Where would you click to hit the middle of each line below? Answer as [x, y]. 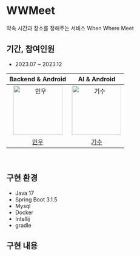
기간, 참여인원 [31, 49]
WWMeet [31, 11]
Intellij [22, 218]
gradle [23, 225]
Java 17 [25, 193]
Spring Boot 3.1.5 [36, 199]
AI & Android [97, 79]
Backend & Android [38, 79]
